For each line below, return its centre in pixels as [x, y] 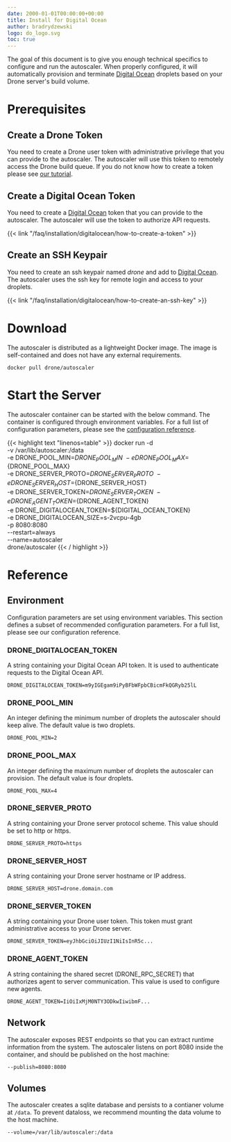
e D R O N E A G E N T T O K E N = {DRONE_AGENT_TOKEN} [78, 501]
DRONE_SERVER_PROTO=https [44, 843]
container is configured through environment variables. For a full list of [108, 422]
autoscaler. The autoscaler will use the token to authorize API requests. [109, 220]
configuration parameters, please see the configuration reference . [102, 429]
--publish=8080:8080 [37, 1067]
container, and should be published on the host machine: [88, 1054]
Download [37, 328]
